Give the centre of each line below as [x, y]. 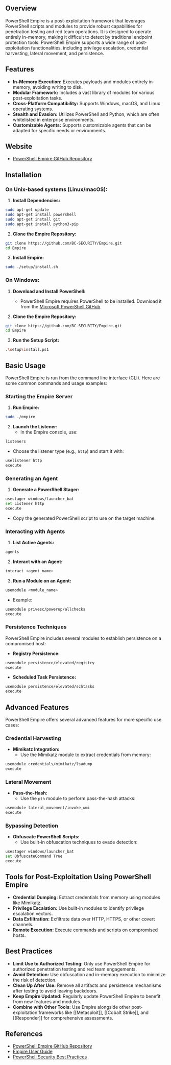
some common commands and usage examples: [56, 383]
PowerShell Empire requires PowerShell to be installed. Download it [91, 301]
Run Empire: [26, 407]
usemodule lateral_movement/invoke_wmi [48, 808]
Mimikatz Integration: [36, 749]
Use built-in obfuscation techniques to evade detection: [79, 842]
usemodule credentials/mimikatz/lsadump [49, 764]
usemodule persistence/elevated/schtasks [50, 687]
